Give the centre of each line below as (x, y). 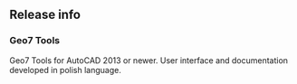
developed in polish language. (66, 70)
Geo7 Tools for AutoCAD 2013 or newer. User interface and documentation (148, 60)
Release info (45, 15)
